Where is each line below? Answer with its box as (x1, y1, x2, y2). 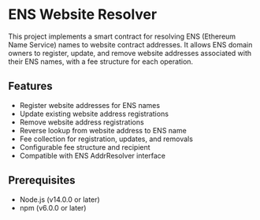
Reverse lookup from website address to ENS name (19, 125, 187, 135)
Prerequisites (8, 173, 76, 187)
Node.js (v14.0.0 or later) (19, 195, 100, 204)
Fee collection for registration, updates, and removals (19, 134, 193, 144)
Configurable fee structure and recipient (19, 142, 151, 151)
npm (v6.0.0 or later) (19, 203, 87, 212)
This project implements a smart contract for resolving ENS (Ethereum (8, 32, 236, 41)
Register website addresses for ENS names (19, 100, 160, 110)
